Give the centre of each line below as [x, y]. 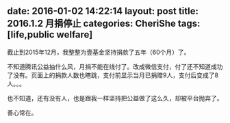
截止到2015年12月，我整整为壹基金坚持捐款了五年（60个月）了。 [99, 52]
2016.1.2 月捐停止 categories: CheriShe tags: [104, 24]
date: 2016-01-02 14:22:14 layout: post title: [103, 11]
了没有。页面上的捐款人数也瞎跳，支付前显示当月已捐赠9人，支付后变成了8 [113, 75]
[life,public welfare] [50, 35]
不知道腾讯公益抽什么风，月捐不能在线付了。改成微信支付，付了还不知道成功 [115, 66]
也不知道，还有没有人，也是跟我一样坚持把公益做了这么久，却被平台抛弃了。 [115, 98]
